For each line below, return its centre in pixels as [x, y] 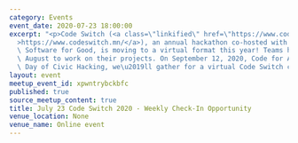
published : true [39, 91]
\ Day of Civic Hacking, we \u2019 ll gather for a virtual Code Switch [150, 68]
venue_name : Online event [57, 125]
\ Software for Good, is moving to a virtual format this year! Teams [150, 51]
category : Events [41, 17]
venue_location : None [49, 116]
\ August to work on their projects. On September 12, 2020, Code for [150, 59]
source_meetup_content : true [63, 100]
